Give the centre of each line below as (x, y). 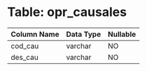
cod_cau (25, 46)
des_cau (24, 57)
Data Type (84, 34)
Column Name (35, 34)
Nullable (122, 34)
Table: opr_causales (67, 12)
